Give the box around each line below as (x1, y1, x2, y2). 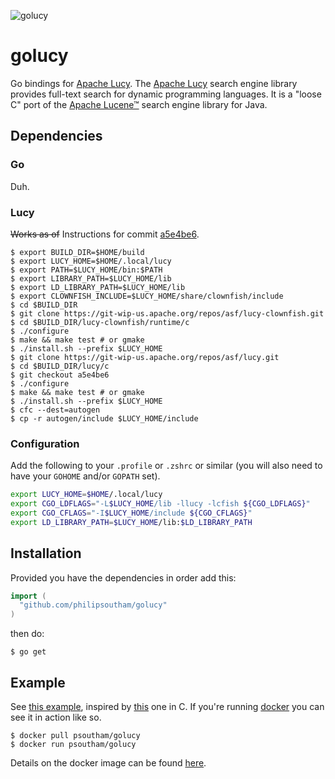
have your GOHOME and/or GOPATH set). (10, 470, 161, 482)
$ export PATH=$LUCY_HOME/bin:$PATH (10, 265, 163, 275)
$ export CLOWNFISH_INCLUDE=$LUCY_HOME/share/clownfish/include (10, 291, 284, 301)
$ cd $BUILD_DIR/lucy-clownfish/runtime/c (10, 317, 190, 327)
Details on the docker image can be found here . (10, 756, 207, 769)
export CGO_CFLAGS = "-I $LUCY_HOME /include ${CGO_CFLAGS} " (10, 508, 253, 518)
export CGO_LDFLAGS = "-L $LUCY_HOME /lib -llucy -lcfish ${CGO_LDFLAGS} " (10, 499, 311, 509)
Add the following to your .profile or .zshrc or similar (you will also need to (10, 460, 323, 472)
